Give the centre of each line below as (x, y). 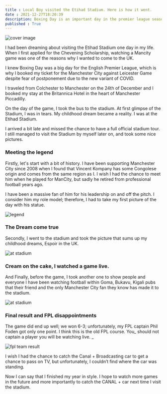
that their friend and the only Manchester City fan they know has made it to (82, 288)
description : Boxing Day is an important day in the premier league (78, 19)
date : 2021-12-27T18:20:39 (34, 14)
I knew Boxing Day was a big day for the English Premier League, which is (81, 68)
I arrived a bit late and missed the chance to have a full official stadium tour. (83, 129)
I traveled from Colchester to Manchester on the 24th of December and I (79, 88)
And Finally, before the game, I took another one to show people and (75, 277)
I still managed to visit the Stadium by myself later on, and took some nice (81, 134)
